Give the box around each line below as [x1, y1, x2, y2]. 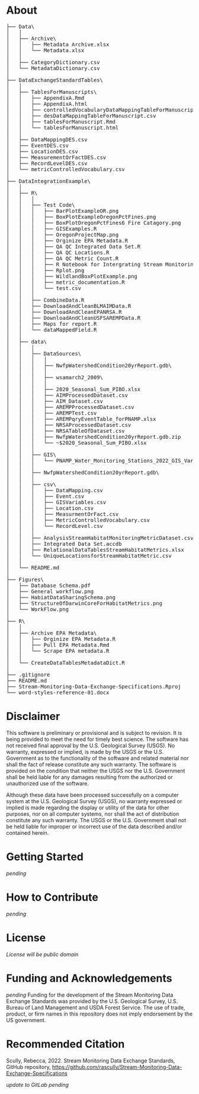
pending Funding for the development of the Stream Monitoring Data [6, 991, 174, 998]
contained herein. [6, 829, 49, 836]
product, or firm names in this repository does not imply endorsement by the [6, 1010, 193, 1017]
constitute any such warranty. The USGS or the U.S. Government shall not [6, 816, 187, 823]
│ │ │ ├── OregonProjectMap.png [6, 231, 119, 238]
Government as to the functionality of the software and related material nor [6, 755, 189, 762]
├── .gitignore [6, 671, 50, 678]
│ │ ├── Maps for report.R [6, 320, 97, 327]
